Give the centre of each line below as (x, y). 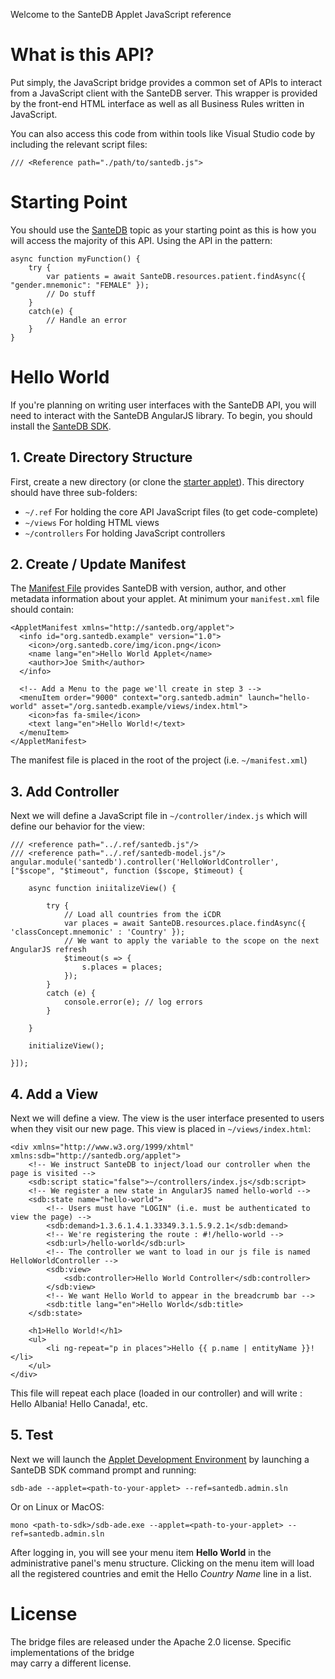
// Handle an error (87, 320)
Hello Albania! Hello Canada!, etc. (79, 1404)
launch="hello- (279, 698)
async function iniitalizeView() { (102, 889)
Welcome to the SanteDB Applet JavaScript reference (121, 14)
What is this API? (82, 55)
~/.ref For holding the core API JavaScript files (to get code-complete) (171, 511)
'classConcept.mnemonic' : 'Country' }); (98, 932)
